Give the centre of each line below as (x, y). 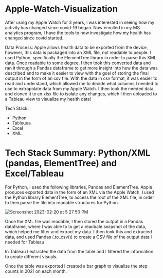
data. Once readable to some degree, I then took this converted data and (78, 63)
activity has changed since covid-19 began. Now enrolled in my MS (72, 27)
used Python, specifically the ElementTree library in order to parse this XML (81, 57)
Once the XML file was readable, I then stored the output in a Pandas (74, 221)
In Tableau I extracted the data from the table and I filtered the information (79, 251)
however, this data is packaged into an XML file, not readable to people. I (78, 52)
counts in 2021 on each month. (36, 271)
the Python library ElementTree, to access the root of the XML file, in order (80, 197)
